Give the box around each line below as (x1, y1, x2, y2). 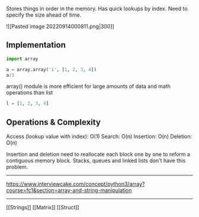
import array (6, 56, 38, 62)
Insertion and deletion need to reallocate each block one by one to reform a (6, 151, 191, 158)
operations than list (6, 89, 53, 96)
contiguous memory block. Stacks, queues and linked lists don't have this (6, 157, 186, 164)
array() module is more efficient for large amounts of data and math (6, 83, 171, 90)
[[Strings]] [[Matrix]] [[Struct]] (6, 204, 79, 211)
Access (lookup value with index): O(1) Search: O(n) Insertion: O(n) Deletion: (6, 133, 192, 140)
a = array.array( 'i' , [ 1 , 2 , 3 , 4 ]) (6, 67, 97, 73)
